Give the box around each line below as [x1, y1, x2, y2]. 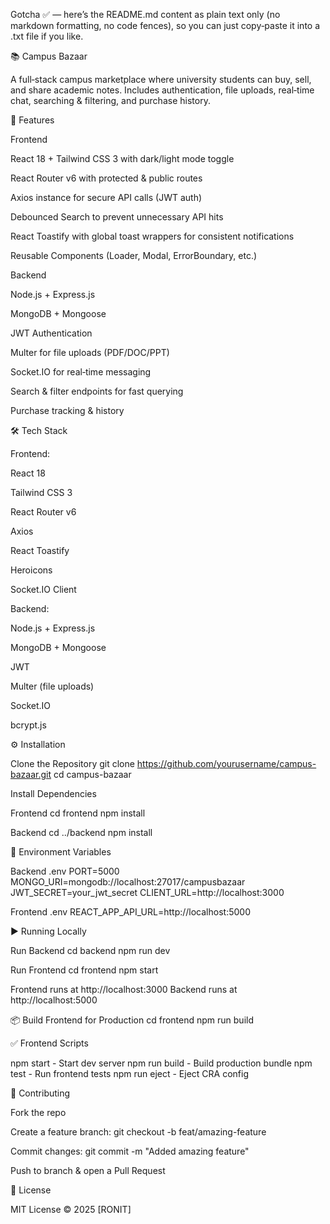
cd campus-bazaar [53, 769, 132, 780]
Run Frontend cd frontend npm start [10, 964, 159, 976]
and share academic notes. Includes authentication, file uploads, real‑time [10, 84, 315, 96]
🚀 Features [10, 114, 55, 126]
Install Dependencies [10, 788, 97, 799]
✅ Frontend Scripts [10, 1037, 89, 1049]
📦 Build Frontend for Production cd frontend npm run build [10, 1014, 254, 1026]
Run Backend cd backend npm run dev [10, 945, 171, 956]
